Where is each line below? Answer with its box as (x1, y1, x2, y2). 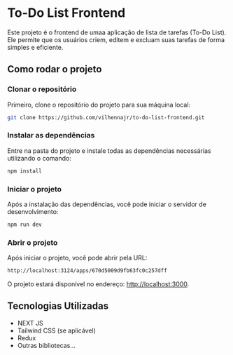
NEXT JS (17, 319, 43, 327)
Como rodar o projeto (7, 63, 102, 75)
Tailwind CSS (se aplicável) (17, 326, 97, 335)
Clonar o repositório (7, 84, 77, 94)
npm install (7, 167, 42, 175)
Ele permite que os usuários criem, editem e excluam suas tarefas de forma (7, 35, 225, 43)
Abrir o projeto (7, 237, 58, 247)
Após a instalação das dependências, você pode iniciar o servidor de (7, 200, 206, 208)
